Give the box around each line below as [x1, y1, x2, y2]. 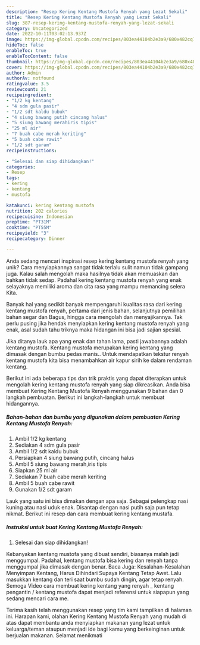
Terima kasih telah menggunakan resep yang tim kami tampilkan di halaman [6, 606, 192, 613]
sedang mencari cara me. [6, 595, 69, 602]
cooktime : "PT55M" [6, 225, 52, 231]
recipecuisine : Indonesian [6, 213, 73, 220]
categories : [6, 164, 36, 170]
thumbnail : [6, 59, 33, 64]
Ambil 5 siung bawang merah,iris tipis [14, 460, 107, 468]
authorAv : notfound [6, 75, 55, 81]
